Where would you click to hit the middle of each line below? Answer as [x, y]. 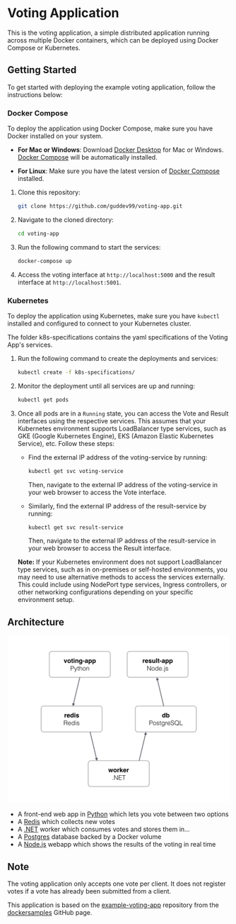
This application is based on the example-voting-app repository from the [113, 905]
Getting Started [42, 70]
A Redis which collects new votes [66, 822]
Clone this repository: [49, 192]
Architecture [36, 622]
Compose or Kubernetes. [44, 48]
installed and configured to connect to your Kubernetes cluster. [100, 323]
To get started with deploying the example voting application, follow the [111, 87]
